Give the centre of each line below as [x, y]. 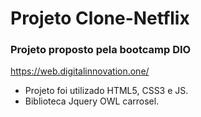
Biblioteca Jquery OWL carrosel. [92, 101]
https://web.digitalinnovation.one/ [80, 71]
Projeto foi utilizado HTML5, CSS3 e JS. [106, 91]
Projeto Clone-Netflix [100, 18]
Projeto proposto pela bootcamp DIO [101, 50]
